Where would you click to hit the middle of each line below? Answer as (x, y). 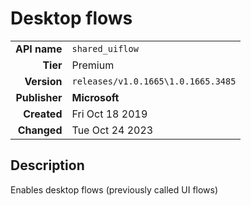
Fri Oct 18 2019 (109, 114)
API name (39, 49)
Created (43, 114)
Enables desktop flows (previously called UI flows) (114, 189)
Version (43, 81)
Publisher (39, 97)
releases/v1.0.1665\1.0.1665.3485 (154, 81)
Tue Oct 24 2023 (112, 130)
